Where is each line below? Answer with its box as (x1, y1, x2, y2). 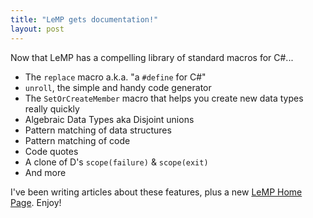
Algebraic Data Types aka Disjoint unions (24, 113, 195, 125)
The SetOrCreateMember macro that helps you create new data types (24, 92, 304, 104)
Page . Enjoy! (10, 196, 62, 208)
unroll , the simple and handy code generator (24, 81, 212, 93)
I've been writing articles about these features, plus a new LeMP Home (10, 186, 303, 198)
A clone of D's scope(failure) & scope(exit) (24, 156, 209, 168)
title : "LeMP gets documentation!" (10, 14, 159, 25)
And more (24, 166, 67, 178)
